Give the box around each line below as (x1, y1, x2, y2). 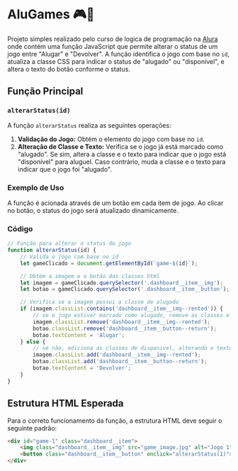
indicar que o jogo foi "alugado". (17, 165, 112, 173)
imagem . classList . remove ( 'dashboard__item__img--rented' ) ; (33, 318, 211, 326)
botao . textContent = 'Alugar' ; (33, 331, 125, 338)
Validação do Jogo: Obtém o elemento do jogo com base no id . (17, 135, 205, 143)
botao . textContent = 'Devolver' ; (33, 365, 132, 372)
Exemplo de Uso (7, 182, 64, 192)
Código (7, 223, 33, 233)
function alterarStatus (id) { (7, 247, 97, 254)
